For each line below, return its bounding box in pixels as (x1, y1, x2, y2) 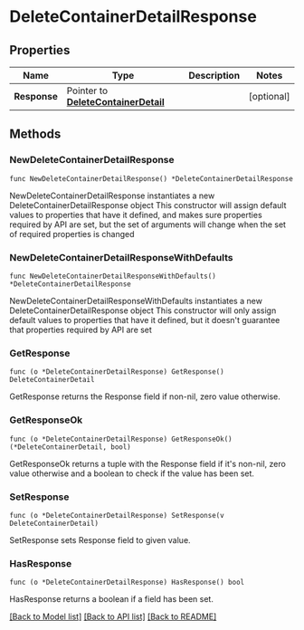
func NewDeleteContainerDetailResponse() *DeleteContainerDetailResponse (9, 174, 294, 183)
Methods (9, 127, 62, 142)
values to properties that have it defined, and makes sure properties (9, 209, 262, 220)
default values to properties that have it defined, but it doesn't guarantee (9, 314, 280, 325)
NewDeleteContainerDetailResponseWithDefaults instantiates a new (9, 295, 262, 306)
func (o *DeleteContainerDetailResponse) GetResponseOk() (9, 434, 233, 444)
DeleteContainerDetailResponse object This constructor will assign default (9, 199, 287, 210)
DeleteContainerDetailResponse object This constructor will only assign (9, 305, 277, 316)
